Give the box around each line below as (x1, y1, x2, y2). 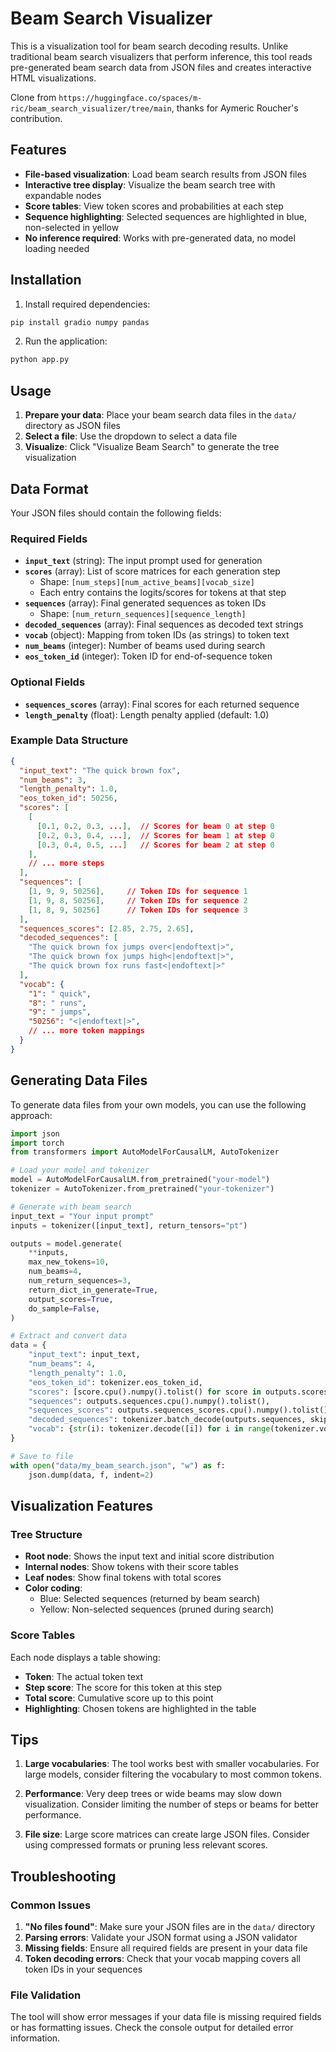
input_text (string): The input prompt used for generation (24, 555, 263, 567)
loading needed (24, 242, 90, 254)
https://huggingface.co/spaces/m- (58, 93, 203, 103)
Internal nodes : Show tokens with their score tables (24, 1561, 239, 1573)
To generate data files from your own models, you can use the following (10, 1098, 307, 1111)
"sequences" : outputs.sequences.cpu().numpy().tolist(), (28, 1396, 271, 1406)
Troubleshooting (10, 1868, 117, 1885)
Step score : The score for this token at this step (24, 1681, 223, 1693)
